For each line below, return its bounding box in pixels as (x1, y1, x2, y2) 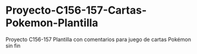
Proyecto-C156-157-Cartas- (5, 4, 147, 17)
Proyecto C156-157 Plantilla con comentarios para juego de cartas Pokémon (5, 36, 191, 43)
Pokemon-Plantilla (5, 16, 99, 30)
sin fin (5, 42, 21, 49)
